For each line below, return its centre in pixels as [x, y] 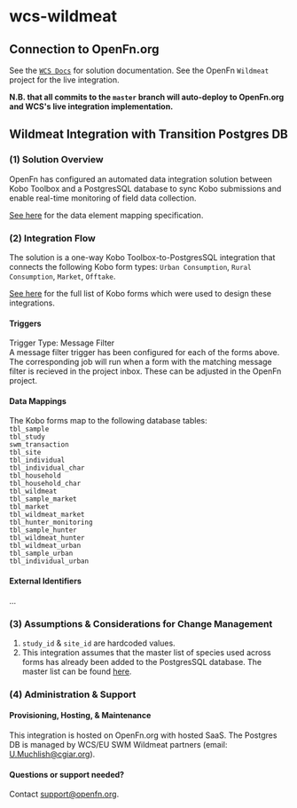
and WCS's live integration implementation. [91, 107]
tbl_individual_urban [49, 561]
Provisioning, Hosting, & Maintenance [80, 716]
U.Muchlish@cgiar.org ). [52, 754]
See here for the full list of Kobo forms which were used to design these [141, 293]
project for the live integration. [64, 80]
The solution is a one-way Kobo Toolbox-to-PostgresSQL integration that [142, 257]
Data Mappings [38, 400]
